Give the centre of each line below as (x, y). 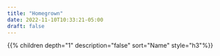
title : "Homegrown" (35, 13)
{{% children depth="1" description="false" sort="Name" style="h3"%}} (110, 46)
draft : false (26, 26)
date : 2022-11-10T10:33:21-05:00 (55, 20)
